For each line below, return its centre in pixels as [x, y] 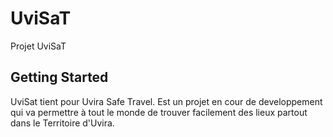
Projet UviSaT [38, 46]
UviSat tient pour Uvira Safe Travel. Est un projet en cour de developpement [166, 101]
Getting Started [59, 77]
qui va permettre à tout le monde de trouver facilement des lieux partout [159, 112]
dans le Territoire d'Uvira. [62, 123]
